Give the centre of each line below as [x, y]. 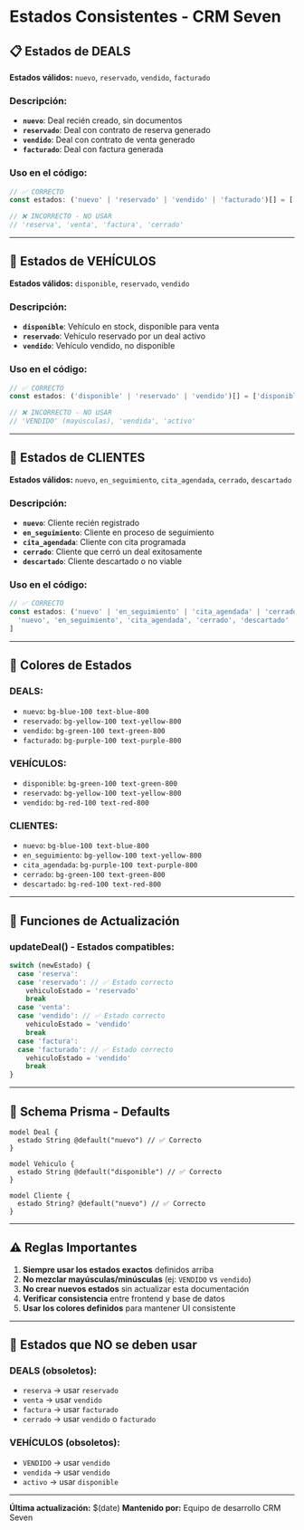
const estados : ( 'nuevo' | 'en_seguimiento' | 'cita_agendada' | [135, 612]
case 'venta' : [44, 1008]
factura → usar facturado [71, 1410]
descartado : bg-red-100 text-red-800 [92, 884]
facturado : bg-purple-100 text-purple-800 [102, 740]
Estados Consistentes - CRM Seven [146, 17]
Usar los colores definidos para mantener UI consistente [129, 1308]
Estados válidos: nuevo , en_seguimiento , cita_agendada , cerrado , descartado [151, 479]
